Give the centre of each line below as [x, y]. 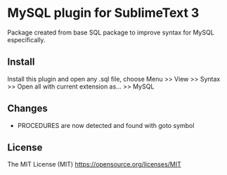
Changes [27, 109]
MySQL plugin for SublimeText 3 [103, 13]
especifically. [26, 39]
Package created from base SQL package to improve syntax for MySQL [111, 32]
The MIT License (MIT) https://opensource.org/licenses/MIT [94, 164]
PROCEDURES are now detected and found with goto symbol [106, 125]
